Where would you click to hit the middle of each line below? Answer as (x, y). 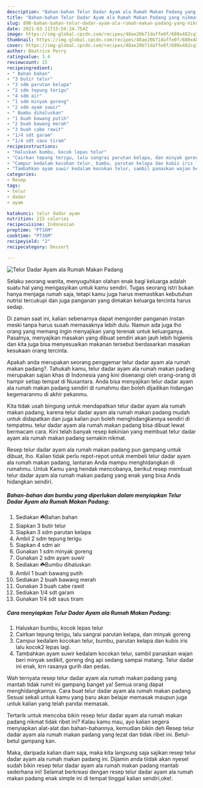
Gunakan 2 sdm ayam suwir (50, 558)
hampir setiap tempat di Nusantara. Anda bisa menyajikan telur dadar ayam (100, 381)
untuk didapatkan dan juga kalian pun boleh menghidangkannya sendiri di (98, 418)
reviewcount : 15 (27, 62)
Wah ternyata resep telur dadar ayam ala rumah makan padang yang (92, 678)
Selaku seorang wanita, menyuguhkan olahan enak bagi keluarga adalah (96, 281)
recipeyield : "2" (29, 241)
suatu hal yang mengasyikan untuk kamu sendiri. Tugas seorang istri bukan (101, 288)
